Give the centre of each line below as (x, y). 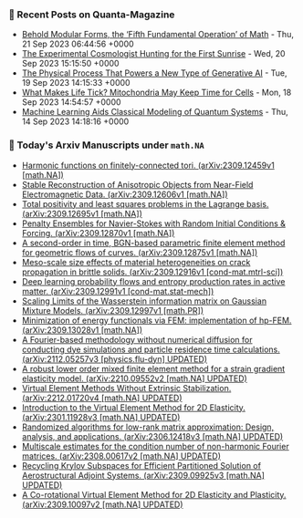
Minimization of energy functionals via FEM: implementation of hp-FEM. (157, 320)
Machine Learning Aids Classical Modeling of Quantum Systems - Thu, (155, 112)
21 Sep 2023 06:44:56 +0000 (78, 44)
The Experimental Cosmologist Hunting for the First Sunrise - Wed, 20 (153, 54)
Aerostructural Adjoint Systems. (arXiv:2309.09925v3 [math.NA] (143, 475)
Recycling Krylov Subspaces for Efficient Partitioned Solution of (141, 465)
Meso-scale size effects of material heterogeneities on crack (136, 262)
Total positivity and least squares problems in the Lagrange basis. (145, 203)
